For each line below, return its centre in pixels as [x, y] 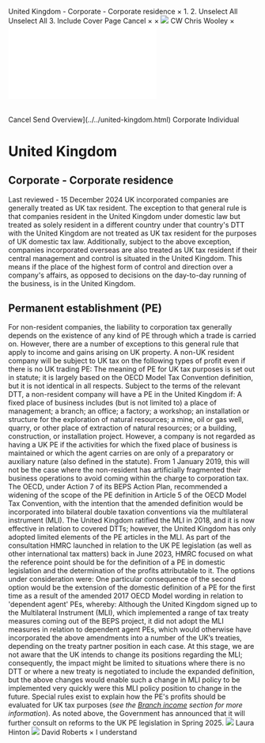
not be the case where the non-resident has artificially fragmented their [125, 470]
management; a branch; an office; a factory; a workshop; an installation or [129, 411]
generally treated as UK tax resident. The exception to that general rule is [127, 208]
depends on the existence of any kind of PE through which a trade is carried [132, 336]
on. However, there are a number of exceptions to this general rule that [123, 344]
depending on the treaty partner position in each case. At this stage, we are [131, 647]
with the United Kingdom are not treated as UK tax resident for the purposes [132, 233]
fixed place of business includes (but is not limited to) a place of [113, 403]
